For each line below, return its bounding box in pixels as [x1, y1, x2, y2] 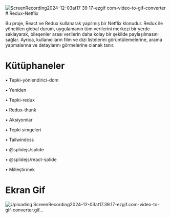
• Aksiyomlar [5, 116, 33, 123]
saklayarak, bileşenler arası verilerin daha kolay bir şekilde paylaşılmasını [5, 31, 159, 37]
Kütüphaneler [5, 60, 65, 72]
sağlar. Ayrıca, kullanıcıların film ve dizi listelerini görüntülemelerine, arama [5, 36, 162, 43]
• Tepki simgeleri [5, 126, 41, 133]
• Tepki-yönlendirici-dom [5, 77, 59, 83]
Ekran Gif [5, 185, 46, 196]
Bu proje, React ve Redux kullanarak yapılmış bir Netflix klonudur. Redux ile [5, 21, 163, 26]
